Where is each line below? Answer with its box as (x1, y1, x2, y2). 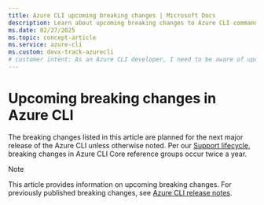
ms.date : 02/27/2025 (8, 26, 76, 34)
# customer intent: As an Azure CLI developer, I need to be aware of (8, 56, 244, 64)
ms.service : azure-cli (8, 41, 82, 49)
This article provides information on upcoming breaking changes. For (8, 179, 232, 189)
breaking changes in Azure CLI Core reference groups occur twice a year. (8, 149, 247, 158)
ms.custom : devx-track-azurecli (8, 48, 114, 56)
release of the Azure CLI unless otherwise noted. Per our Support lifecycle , (8, 140, 251, 150)
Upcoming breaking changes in (8, 90, 217, 107)
